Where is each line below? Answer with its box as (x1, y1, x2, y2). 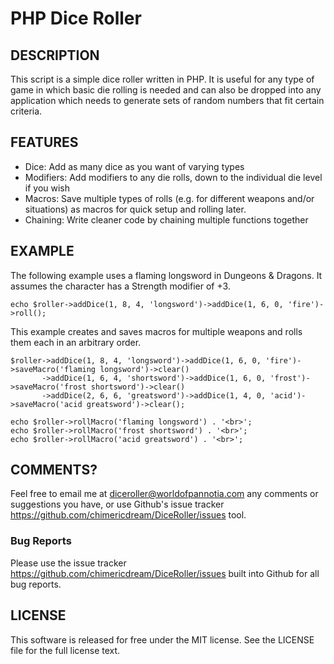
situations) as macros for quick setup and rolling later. (24, 203, 247, 215)
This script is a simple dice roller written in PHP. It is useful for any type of (10, 73, 315, 85)
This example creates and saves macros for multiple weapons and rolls (10, 325, 303, 337)
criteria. (10, 105, 43, 117)
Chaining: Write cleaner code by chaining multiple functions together (24, 213, 309, 226)
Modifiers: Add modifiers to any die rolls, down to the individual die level (24, 171, 323, 183)
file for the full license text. (10, 644, 121, 656)
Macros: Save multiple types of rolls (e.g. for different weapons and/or (24, 192, 315, 204)
